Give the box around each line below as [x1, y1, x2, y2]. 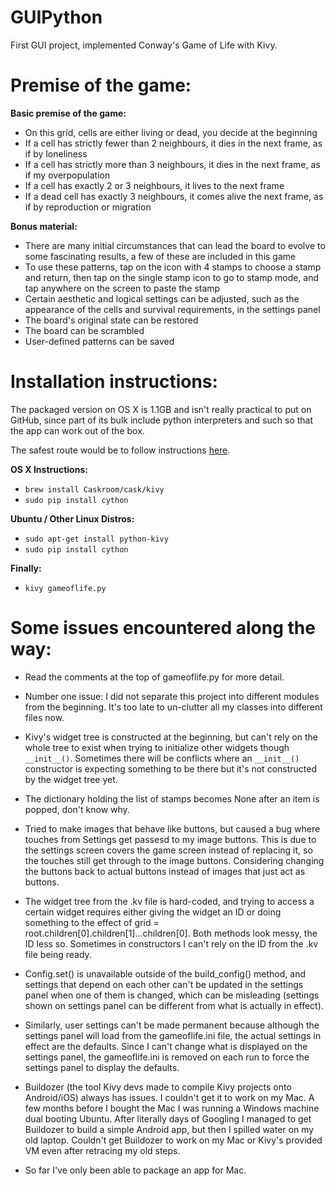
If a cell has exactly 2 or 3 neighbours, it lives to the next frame [24, 179, 285, 191]
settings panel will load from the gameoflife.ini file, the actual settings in [24, 1029, 322, 1041]
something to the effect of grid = [24, 916, 160, 928]
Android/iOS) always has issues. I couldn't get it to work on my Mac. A [24, 1091, 315, 1103]
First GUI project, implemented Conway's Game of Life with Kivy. [10, 39, 278, 51]
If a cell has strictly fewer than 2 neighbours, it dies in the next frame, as [24, 137, 323, 149]
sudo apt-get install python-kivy [24, 534, 169, 544]
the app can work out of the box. [10, 424, 145, 436]
